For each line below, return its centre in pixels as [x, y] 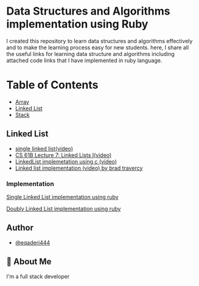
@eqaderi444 [33, 242]
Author [20, 228]
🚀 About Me [29, 262]
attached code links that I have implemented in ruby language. [84, 60]
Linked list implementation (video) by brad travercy [79, 168]
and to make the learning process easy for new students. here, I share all [98, 47]
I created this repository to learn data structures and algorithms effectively [100, 41]
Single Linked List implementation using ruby [62, 197]
